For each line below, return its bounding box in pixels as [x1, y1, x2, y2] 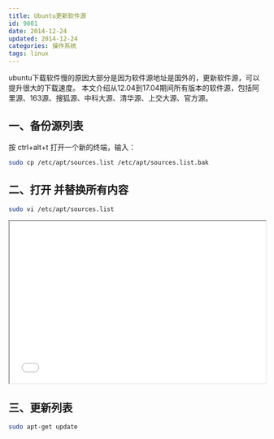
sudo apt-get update [8, 423, 79, 431]
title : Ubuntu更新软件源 [8, 11, 87, 20]
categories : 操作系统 [8, 42, 77, 50]
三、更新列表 [8, 401, 73, 415]
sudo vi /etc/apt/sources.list [8, 204, 115, 213]
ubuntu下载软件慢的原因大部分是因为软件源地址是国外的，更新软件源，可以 [8, 73, 260, 82]
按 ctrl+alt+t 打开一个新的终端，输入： [8, 142, 137, 152]
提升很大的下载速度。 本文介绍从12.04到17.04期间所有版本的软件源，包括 [8, 83, 253, 93]
